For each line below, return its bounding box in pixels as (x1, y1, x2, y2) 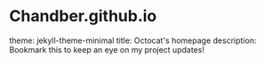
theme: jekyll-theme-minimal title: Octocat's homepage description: (9, 35, 257, 46)
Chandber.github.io (9, 6, 157, 26)
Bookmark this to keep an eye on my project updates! (9, 44, 204, 54)
